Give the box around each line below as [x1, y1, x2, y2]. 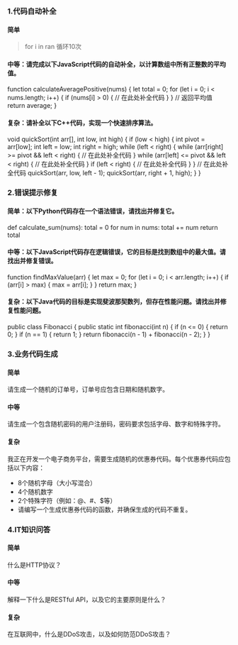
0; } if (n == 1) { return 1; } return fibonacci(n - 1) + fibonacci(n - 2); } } [7, 330, 211, 338]
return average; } [7, 101, 57, 110]
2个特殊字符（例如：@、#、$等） [17, 496, 117, 505]
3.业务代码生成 [7, 349, 58, 359]
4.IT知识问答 [7, 524, 51, 534]
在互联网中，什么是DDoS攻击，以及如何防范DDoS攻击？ [7, 630, 171, 639]
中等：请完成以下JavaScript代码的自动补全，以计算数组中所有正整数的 [7, 60, 214, 68]
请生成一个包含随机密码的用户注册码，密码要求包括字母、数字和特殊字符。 [7, 420, 225, 429]
